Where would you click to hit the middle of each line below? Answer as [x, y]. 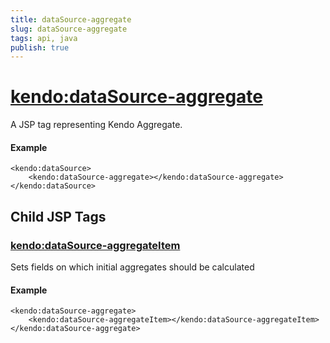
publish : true [40, 47]
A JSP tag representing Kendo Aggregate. [96, 125]
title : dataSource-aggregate [71, 19]
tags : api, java [44, 38]
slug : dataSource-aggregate [69, 29]
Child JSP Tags [58, 216]
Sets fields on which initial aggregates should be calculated [132, 267]
